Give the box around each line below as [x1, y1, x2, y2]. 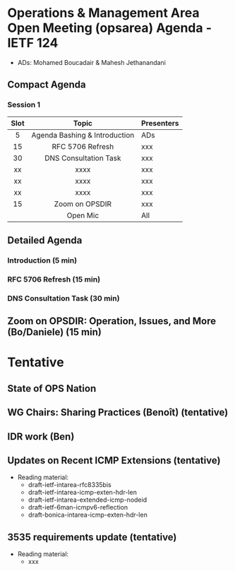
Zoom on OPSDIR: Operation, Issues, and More [7, 315, 217, 327]
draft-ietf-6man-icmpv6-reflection [28, 503, 128, 512]
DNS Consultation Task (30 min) [7, 293, 120, 303]
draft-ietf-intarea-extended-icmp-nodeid [28, 495, 147, 504]
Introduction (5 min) [7, 256, 78, 265]
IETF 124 [7, 35, 59, 51]
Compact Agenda [7, 79, 86, 91]
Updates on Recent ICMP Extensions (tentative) [7, 454, 221, 467]
